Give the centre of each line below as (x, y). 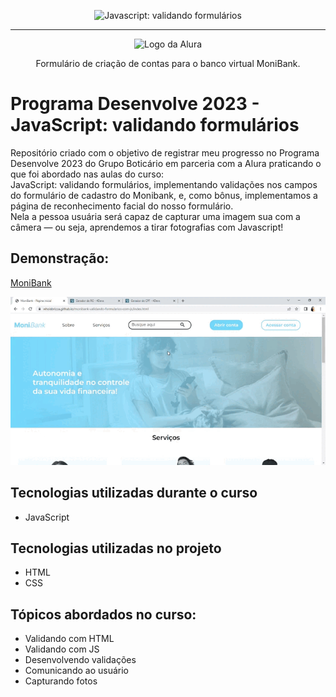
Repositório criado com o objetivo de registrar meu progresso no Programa (165, 152)
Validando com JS (62, 649)
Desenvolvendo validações (80, 660)
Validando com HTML (69, 639)
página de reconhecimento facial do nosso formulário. (122, 206)
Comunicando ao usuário (76, 671)
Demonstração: (60, 258)
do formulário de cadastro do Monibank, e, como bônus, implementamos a (164, 195)
